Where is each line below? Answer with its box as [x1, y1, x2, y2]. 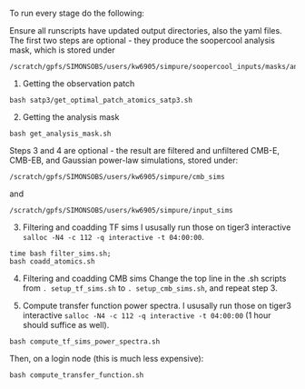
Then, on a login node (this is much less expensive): [9, 354, 204, 364]
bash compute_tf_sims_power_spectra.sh [9, 337, 161, 346]
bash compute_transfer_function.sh [9, 371, 144, 380]
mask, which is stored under [9, 45, 115, 55]
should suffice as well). [22, 320, 110, 330]
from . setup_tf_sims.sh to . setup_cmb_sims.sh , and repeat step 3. [22, 283, 279, 294]
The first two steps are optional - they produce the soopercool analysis [9, 35, 275, 45]
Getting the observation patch [22, 78, 135, 89]
